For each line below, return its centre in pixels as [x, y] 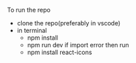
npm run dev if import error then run [78, 45]
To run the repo [29, 10]
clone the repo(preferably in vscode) [69, 23]
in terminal [32, 30]
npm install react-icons [59, 52]
